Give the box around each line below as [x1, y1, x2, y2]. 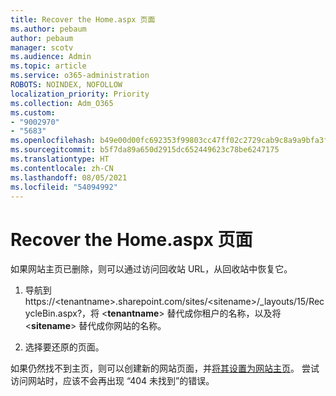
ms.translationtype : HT [10, 154, 110, 164]
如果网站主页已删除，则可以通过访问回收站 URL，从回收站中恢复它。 [10, 263, 293, 275]
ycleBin [24, 307, 56, 320]
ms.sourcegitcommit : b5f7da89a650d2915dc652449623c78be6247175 [10, 145, 280, 155]
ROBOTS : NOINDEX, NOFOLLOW [10, 80, 123, 90]
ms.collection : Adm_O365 [10, 98, 114, 108]
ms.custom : [10, 107, 56, 118]
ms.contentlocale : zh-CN [10, 163, 114, 173]
